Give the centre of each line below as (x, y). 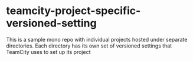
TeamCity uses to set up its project (48, 52)
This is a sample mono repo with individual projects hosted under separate (97, 39)
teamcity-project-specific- (73, 11)
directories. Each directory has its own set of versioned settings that (89, 46)
